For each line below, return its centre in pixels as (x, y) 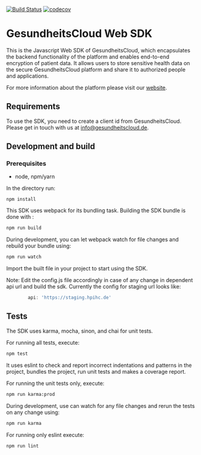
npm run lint (23, 446)
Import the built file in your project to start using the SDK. (77, 269)
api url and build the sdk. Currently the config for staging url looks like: (94, 287)
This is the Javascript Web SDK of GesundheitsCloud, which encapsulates (98, 50)
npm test (17, 353)
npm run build (24, 228)
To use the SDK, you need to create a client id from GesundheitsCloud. (94, 121)
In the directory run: (31, 188)
